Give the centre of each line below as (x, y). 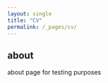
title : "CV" (25, 20)
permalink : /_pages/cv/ (42, 27)
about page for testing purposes (54, 72)
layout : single (30, 14)
